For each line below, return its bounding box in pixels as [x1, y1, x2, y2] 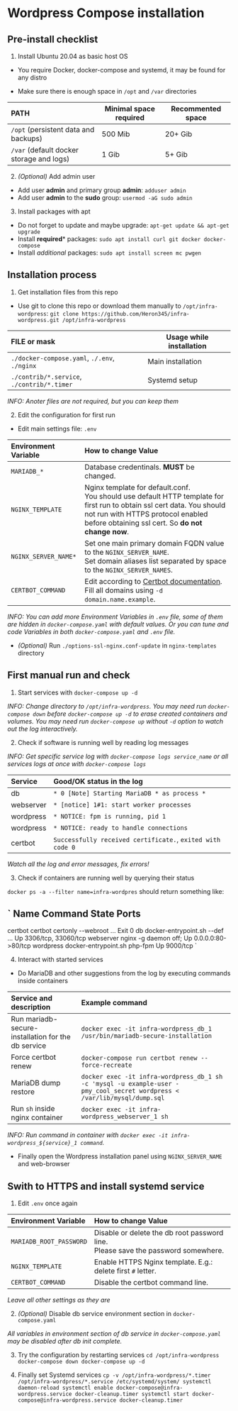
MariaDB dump [11, 1078, 61, 1088]
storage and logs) [11, 154, 70, 164]
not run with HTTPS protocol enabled [84, 509, 208, 519]
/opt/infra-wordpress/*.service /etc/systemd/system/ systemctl [17, 1378, 212, 1385]
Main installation [147, 356, 202, 366]
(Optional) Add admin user [17, 172, 96, 180]
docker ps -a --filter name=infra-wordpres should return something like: [7, 887, 225, 895]
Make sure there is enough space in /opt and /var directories [17, 87, 197, 95]
